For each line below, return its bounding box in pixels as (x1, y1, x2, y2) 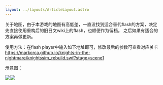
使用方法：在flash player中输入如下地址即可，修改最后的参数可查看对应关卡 (5, 44, 159, 50)
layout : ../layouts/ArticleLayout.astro (5, 7, 90, 12)
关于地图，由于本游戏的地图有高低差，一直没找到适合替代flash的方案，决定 (5, 21, 158, 27)
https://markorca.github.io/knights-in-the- (5, 50, 91, 56)
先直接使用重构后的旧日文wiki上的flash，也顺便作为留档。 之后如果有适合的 (5, 28, 158, 33)
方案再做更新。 (5, 33, 35, 39)
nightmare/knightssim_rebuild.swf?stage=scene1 (5, 55, 104, 60)
